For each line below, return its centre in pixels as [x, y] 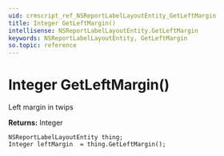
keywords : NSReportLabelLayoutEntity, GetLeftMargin [98, 38]
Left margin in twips [41, 107]
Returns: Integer [36, 123]
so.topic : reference [43, 46]
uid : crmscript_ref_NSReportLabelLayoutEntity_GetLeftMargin [112, 16]
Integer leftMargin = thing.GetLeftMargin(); [87, 145]
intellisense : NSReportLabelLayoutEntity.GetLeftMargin [103, 30]
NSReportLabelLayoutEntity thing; [66, 138]
